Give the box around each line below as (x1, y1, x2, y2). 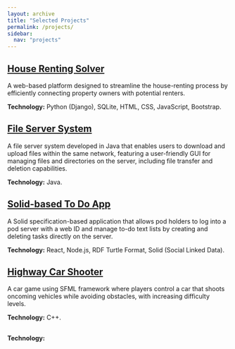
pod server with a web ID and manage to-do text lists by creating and (7, 224, 208, 233)
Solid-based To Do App (7, 198, 111, 210)
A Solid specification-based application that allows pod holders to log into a (7, 216, 227, 226)
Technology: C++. (7, 313, 61, 322)
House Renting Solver (7, 63, 105, 75)
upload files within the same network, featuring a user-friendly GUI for (7, 149, 211, 157)
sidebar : (7, 30, 33, 37)
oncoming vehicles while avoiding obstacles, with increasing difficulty (7, 292, 210, 300)
